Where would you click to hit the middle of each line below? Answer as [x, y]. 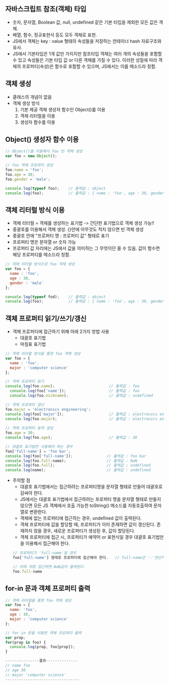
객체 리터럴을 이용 [37, 116]
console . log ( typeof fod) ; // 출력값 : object [56, 297]
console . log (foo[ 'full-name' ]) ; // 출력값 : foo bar [76, 456]
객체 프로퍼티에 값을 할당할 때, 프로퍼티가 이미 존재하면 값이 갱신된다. [88, 525]
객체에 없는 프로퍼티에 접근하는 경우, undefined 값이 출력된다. [81, 518]
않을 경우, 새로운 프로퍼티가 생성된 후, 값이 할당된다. [84, 531]
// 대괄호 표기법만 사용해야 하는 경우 [39, 446]
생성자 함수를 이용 [37, 122]
